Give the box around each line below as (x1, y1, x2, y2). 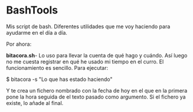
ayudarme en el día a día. (6, 29, 68, 36)
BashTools (6, 4, 58, 17)
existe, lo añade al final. (6, 99, 64, 106)
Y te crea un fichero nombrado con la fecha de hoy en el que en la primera (6, 87, 188, 94)
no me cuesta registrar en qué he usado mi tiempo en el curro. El (6, 58, 164, 65)
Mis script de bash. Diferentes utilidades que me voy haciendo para (6, 23, 171, 30)
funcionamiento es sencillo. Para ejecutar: (6, 64, 109, 71)
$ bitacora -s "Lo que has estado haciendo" (6, 76, 113, 83)
